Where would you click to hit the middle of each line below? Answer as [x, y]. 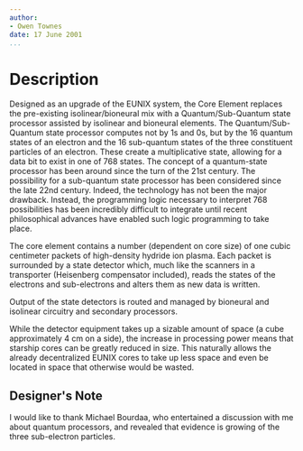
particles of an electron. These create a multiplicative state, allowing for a [146, 152]
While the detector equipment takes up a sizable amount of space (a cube [147, 329]
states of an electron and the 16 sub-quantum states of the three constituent [151, 143]
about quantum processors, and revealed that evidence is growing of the [145, 427]
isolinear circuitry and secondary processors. [94, 311]
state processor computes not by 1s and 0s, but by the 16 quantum [169, 133]
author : [24, 18]
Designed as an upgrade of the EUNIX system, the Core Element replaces [146, 104]
